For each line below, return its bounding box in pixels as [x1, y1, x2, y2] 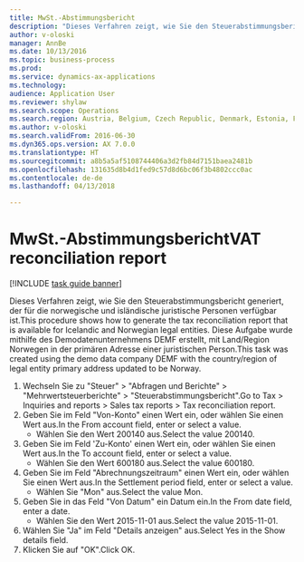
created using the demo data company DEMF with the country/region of [9, 354, 278, 364]
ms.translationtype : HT [9, 148, 100, 157]
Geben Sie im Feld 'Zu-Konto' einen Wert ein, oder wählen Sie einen [22, 439, 276, 450]
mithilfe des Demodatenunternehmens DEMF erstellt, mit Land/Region [9, 334, 270, 345]
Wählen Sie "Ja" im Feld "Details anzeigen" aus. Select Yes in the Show [22, 525, 286, 536]
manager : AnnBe [9, 38, 67, 48]
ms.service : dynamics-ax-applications [9, 73, 156, 82]
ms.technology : [9, 81, 67, 90]
